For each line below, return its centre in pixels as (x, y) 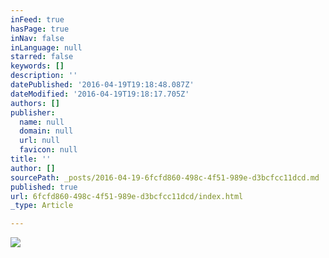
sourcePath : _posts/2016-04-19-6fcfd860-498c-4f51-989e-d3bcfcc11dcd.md (165, 177)
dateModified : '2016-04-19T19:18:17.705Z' (100, 94)
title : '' (31, 159)
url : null (39, 141)
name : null (42, 122)
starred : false (42, 57)
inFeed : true (37, 19)
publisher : (33, 112)
